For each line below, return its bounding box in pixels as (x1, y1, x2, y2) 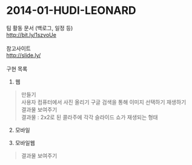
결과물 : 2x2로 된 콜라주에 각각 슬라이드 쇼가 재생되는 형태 (21, 113, 159, 121)
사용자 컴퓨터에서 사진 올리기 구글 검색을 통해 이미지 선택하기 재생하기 (21, 98, 187, 106)
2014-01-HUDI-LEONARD (6, 4, 136, 18)
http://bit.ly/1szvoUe (6, 31, 56, 38)
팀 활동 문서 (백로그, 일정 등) (6, 24, 73, 31)
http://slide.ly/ (6, 51, 41, 59)
